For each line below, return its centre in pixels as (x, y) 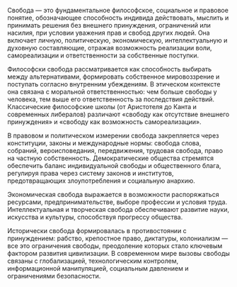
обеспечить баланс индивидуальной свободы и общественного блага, (114, 165)
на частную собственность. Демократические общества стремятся (111, 158)
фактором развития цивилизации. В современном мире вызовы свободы (118, 253)
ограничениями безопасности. (54, 276)
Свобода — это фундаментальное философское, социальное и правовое (118, 10)
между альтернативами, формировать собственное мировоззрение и (114, 77)
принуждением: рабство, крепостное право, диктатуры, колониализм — (118, 238)
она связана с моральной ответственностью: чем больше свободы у (112, 92)
